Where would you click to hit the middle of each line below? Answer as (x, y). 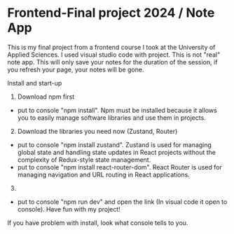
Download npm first (46, 97)
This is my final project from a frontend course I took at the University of (111, 47)
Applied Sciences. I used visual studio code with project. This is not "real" (114, 55)
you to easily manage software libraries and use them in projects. (112, 118)
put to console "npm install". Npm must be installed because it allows (117, 110)
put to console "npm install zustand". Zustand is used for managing (115, 144)
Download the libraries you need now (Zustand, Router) (97, 131)
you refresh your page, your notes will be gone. (76, 69)
